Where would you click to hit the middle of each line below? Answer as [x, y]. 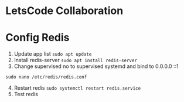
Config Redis [38, 38]
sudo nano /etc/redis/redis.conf [46, 77]
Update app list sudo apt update [53, 54]
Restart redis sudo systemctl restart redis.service [77, 88]
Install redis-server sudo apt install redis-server [76, 60]
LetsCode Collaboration [64, 11]
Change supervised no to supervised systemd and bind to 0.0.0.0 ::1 [96, 66]
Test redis [26, 94]
